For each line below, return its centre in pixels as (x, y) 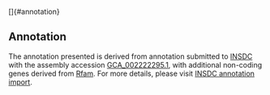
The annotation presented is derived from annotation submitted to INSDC (131, 56)
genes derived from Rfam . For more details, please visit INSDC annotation (132, 73)
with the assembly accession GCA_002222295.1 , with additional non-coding (135, 64)
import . (20, 82)
